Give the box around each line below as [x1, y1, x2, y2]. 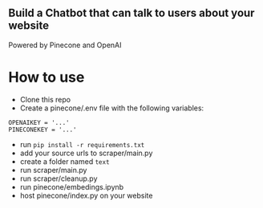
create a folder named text [19, 156, 110, 166]
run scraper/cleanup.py [19, 174, 98, 183]
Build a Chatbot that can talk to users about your [8, 6, 255, 20]
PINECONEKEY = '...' [8, 126, 78, 134]
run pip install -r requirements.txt [19, 139, 145, 149]
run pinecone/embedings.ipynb [19, 182, 124, 191]
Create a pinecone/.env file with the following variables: [19, 103, 204, 113]
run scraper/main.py [19, 165, 87, 174]
